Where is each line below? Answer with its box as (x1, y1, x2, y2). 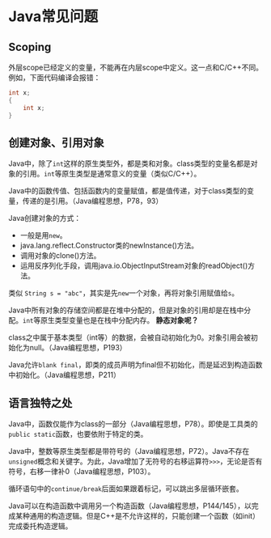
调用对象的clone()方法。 (19, 251, 101, 261)
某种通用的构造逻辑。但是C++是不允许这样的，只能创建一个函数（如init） (15, 511, 260, 521)
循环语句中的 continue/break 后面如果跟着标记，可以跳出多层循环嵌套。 (8, 484, 244, 494)
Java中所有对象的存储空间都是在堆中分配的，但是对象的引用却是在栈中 (8, 305, 244, 316)
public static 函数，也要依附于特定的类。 (8, 430, 148, 439)
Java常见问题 (8, 7, 99, 26)
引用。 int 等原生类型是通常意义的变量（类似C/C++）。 (22, 169, 201, 179)
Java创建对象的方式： (8, 214, 82, 223)
